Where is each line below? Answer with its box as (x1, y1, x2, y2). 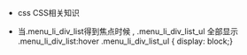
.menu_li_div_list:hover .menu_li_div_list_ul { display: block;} (17, 36, 233, 46)
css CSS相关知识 (17, 8, 80, 17)
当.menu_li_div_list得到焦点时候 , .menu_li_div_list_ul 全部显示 (17, 26, 239, 37)
